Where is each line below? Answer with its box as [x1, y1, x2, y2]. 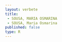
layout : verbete [5, 7, 38, 12]
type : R [5, 29, 21, 34]
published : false [5, 25, 40, 30]
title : [5, 12, 18, 16]
